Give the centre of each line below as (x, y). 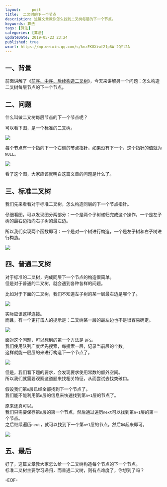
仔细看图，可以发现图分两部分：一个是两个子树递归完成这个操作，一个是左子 (83, 215)
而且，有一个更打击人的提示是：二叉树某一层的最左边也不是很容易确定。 (79, 320)
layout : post (23, 10)
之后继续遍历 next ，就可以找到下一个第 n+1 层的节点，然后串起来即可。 (76, 424)
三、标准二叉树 (28, 191)
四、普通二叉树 (28, 264)
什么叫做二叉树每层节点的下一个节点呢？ (46, 117)
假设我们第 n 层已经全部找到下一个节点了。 (48, 389)
